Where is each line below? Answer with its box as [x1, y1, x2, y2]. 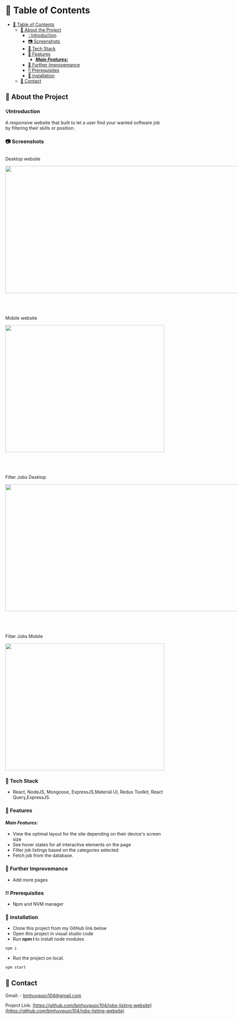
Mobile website [5, 315, 37, 321]
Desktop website [5, 156, 41, 162]
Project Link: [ [5, 1002, 35, 1008]
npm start [5, 965, 26, 970]
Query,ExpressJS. [12, 794, 51, 800]
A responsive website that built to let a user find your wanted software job [5, 119, 160, 126]
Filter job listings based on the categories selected [12, 847, 118, 853]
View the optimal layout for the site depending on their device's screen [12, 831, 161, 837]
